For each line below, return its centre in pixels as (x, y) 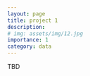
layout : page (26, 14)
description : (26, 27)
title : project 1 (33, 20)
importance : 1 (28, 40)
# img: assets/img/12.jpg (45, 33)
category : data (30, 46)
